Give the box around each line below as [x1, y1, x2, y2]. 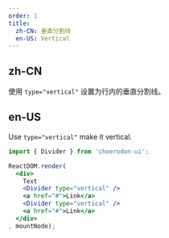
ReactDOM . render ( [8, 162, 67, 170]
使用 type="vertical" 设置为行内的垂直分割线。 [8, 86, 166, 97]
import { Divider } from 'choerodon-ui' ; [8, 147, 150, 156]
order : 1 [8, 11, 38, 20]
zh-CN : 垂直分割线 [15, 27, 71, 35]
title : [8, 19, 31, 27]
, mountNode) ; [8, 222, 56, 230]
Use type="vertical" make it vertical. [8, 132, 133, 141]
